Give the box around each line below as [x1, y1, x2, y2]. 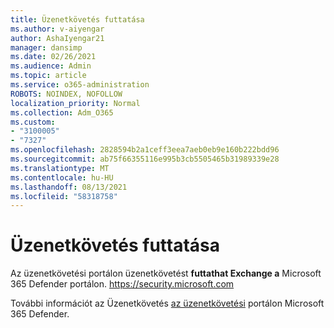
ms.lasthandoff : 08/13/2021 [10, 182, 128, 192]
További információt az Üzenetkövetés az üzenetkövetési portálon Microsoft [10, 297, 325, 310]
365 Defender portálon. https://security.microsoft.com [10, 278, 235, 290]
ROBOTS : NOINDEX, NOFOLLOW [10, 89, 123, 99]
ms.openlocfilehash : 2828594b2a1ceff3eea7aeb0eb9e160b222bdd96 [10, 145, 280, 155]
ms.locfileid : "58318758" [10, 191, 118, 201]
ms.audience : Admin [10, 61, 92, 71]
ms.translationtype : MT [10, 163, 110, 173]
